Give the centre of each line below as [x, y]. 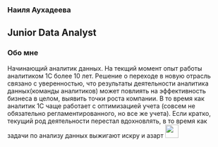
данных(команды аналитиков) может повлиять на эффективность [107, 90]
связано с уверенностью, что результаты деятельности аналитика [108, 83]
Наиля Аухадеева [39, 10]
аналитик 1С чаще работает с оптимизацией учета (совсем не [101, 106]
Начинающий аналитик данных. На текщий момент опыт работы [105, 68]
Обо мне [23, 53]
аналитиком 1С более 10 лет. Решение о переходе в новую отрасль [109, 76]
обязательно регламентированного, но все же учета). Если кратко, [109, 113]
